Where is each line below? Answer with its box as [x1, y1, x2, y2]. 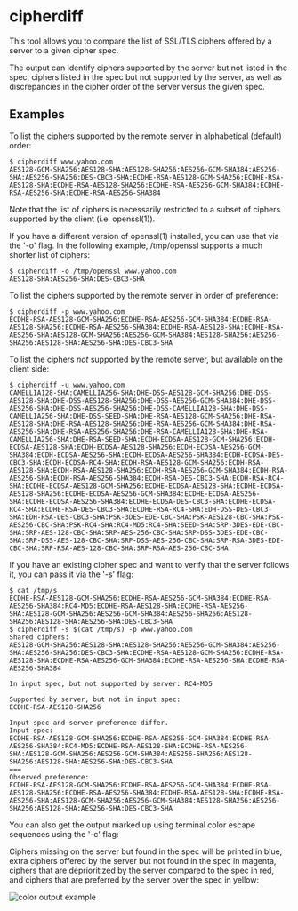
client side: [9, 363, 50, 374]
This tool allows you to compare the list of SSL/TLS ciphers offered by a [9, 36, 273, 46]
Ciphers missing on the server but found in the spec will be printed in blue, [9, 846, 283, 857]
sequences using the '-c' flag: [9, 828, 119, 839]
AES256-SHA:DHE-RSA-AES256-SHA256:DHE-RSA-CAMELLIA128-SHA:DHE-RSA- [9, 427, 269, 436]
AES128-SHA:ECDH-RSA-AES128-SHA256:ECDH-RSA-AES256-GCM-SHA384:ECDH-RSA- [9, 466, 289, 475]
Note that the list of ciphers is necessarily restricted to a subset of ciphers [9, 204, 281, 214]
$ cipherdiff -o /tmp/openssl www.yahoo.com [9, 267, 177, 276]
